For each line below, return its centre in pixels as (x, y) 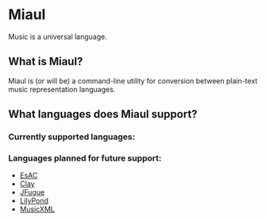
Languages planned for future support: (85, 158)
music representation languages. (62, 89)
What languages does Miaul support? (103, 114)
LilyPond (34, 201)
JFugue (32, 192)
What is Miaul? (46, 62)
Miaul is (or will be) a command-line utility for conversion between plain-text (133, 80)
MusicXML (37, 209)
